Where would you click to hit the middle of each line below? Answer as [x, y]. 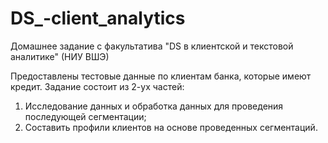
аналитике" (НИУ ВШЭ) [60, 56]
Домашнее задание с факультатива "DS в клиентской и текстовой [152, 46]
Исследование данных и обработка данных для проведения [154, 106]
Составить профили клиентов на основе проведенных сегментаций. [171, 127]
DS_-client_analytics [98, 18]
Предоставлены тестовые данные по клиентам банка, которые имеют [161, 76]
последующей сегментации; [85, 116]
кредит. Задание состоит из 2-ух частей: [97, 86]
